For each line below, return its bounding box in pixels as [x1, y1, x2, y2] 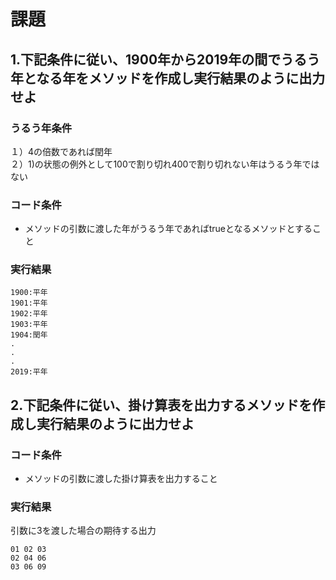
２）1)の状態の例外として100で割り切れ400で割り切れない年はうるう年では [10, 158, 320, 170]
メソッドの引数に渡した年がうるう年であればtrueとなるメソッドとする [24, 223, 313, 235]
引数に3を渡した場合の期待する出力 [10, 525, 157, 537]
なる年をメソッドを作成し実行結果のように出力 [36, 70, 326, 87]
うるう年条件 [10, 121, 73, 135]
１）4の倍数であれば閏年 [10, 145, 113, 157]
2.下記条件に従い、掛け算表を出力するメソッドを [10, 396, 313, 414]
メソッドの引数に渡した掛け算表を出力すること [24, 473, 218, 485]
